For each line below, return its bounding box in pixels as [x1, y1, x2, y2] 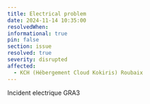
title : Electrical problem [7, 10, 87, 18]
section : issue [7, 43, 52, 50]
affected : [7, 63, 37, 70]
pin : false [7, 37, 39, 44]
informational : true [7, 30, 68, 37]
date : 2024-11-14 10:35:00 [7, 17, 87, 24]
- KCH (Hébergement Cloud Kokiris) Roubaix [13, 69, 143, 76]
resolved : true [7, 50, 52, 57]
